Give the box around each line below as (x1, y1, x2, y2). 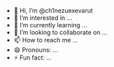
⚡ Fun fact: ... (13, 53, 52, 62)
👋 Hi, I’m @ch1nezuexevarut (13, 7, 93, 14)
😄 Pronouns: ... (13, 46, 59, 54)
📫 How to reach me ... (13, 36, 78, 44)
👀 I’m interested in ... (13, 14, 73, 22)
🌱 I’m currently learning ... (13, 21, 88, 29)
